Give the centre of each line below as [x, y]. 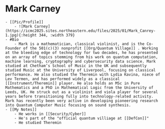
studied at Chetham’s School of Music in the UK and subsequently [76, 65]
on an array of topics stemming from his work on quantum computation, [81, 57]
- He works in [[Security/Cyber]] [50, 114]
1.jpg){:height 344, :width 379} [40, 35]
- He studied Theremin [38, 122]
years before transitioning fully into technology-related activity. [79, 96]
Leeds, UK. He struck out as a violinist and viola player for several [81, 92]
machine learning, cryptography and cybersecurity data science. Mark [80, 61]
